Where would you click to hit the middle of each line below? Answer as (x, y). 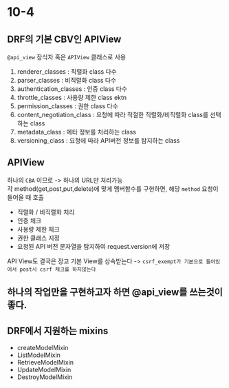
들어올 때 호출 (26, 197)
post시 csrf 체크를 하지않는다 (58, 269)
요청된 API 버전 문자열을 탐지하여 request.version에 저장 (94, 246)
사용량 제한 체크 (38, 229)
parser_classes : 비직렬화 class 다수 (67, 80)
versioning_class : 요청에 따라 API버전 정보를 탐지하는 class (98, 141)
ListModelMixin (39, 355)
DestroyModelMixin (45, 377)
